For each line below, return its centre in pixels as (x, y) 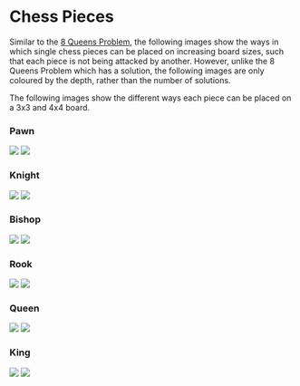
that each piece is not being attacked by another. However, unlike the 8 (142, 61)
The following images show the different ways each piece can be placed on (150, 98)
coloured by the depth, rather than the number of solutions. (120, 80)
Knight (24, 176)
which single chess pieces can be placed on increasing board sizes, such (146, 51)
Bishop (25, 219)
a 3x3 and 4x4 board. (50, 107)
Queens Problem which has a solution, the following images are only (137, 71)
